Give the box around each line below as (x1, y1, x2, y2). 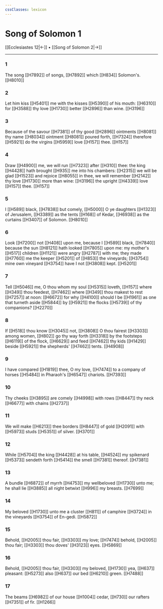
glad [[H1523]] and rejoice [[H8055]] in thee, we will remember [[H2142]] (5, 172, 151, 178)
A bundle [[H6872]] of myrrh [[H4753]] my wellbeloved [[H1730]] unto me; (5, 480, 154, 486)
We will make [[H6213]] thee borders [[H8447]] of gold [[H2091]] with (5, 423, 145, 429)
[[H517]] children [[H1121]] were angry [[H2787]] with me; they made (5, 250, 142, 256)
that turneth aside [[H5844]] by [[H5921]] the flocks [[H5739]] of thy (5, 299, 142, 305)
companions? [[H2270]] (5, 304, 53, 310)
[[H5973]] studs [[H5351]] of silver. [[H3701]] (5, 428, 95, 434)
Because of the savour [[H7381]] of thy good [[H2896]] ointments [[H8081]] (5, 129, 157, 134)
